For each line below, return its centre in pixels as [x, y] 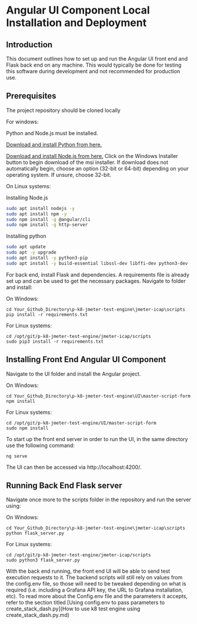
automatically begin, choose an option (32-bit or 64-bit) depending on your [98, 168]
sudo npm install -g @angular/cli [49, 219]
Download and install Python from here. [54, 144]
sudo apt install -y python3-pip [47, 258]
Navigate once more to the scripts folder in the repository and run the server [98, 500]
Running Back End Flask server [64, 486]
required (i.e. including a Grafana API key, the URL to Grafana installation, [95, 590]
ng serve [17, 456]
